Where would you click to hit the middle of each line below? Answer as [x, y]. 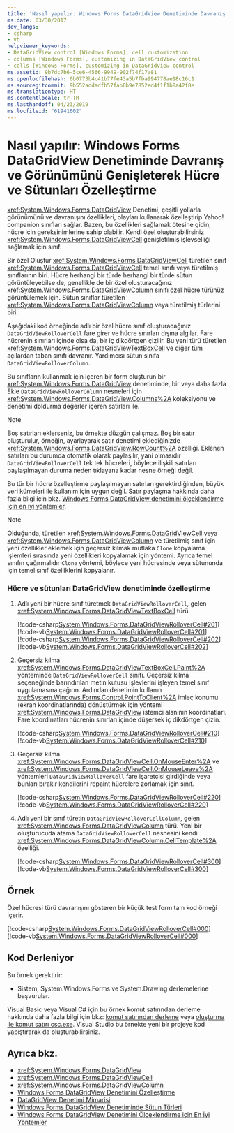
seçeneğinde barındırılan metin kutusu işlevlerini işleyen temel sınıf [113, 682]
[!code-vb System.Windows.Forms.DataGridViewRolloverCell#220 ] [113, 805]
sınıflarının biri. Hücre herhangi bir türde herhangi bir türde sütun [100, 275]
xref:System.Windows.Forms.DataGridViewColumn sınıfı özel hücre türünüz [116, 290]
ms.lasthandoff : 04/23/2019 [48, 105]
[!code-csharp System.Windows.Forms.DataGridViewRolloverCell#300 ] [119, 861]
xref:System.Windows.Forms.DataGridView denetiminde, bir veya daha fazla [117, 383]
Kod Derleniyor [41, 958]
